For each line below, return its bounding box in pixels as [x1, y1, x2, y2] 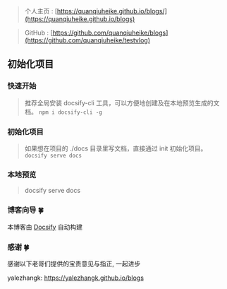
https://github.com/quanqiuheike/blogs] [52, 28, 168, 37]
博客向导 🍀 [7, 205, 44, 215]
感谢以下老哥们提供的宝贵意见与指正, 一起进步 [7, 259, 141, 268]
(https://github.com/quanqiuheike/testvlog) [24, 36, 150, 45]
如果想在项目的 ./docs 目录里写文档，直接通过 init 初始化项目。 [24, 144, 207, 153]
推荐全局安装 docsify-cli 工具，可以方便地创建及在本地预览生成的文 [24, 98, 220, 107]
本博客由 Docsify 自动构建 [7, 223, 83, 231]
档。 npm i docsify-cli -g [24, 107, 102, 116]
